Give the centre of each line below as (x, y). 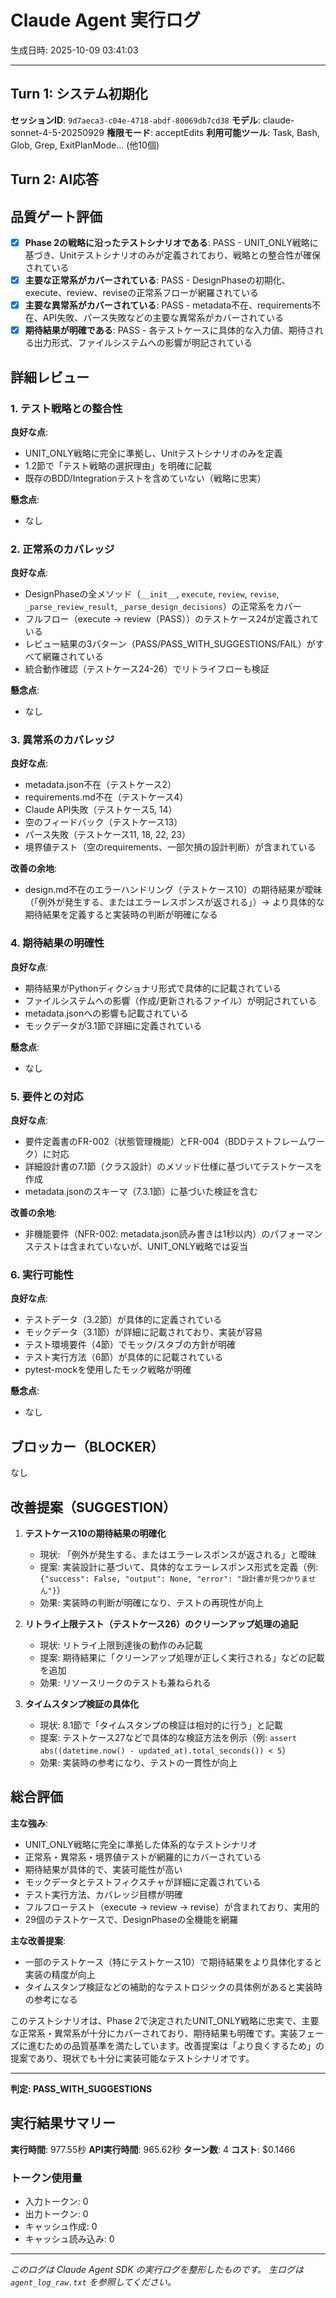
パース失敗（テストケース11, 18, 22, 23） (107, 835)
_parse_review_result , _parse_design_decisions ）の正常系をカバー (163, 607)
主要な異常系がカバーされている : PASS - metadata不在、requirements (168, 305)
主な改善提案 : (38, 1940)
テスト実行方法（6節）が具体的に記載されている (124, 1357)
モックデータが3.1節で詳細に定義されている (113, 1025)
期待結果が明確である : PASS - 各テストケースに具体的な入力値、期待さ (169, 330)
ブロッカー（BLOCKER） (87, 1446)
